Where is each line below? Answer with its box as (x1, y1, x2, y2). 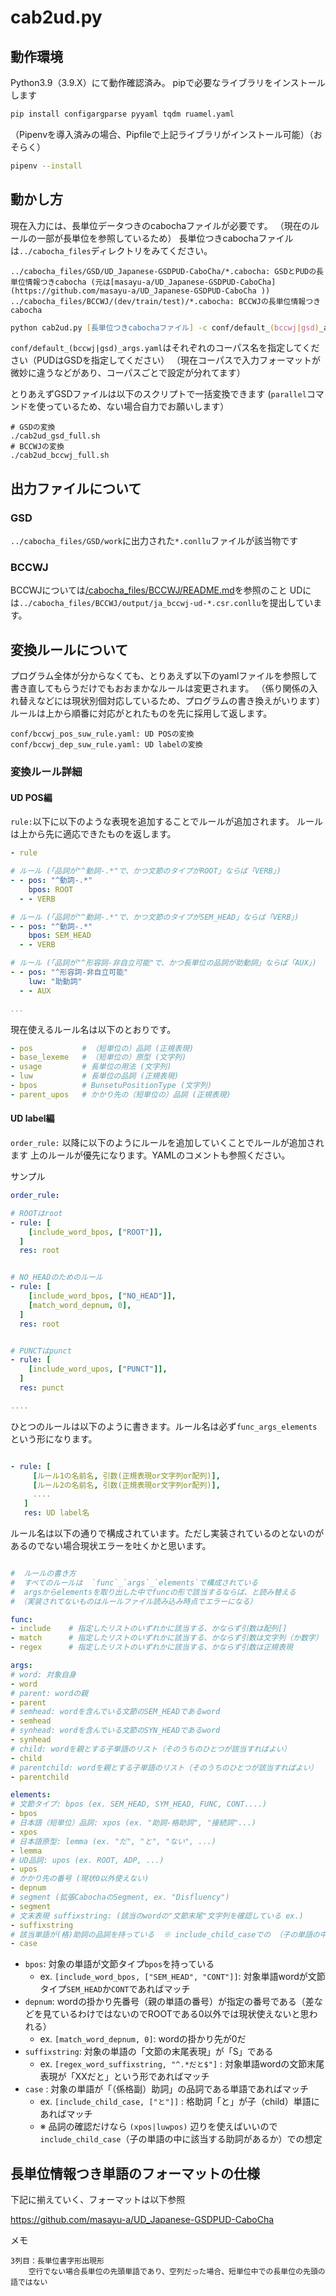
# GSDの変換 (10, 422, 56, 433)
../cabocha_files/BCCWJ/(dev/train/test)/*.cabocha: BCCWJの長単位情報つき (10, 296, 322, 306)
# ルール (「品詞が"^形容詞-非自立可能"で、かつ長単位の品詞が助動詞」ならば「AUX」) (10, 958, 317, 968)
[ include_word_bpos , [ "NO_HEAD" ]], (28, 1291, 177, 1301)
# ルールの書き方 (10, 1569, 77, 1579)
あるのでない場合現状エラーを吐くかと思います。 (10, 1540, 212, 1552)
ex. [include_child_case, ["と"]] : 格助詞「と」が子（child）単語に (39, 2096, 320, 2108)
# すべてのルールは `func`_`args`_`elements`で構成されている (10, 1577, 259, 1588)
